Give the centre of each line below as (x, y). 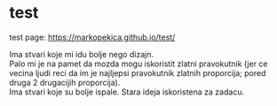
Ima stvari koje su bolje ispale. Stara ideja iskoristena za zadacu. (127, 92)
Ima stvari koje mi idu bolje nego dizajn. (81, 54)
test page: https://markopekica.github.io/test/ (92, 37)
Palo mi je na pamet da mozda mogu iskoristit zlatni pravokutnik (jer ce (138, 64)
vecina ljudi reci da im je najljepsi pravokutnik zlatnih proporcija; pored (138, 72)
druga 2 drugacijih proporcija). (65, 82)
